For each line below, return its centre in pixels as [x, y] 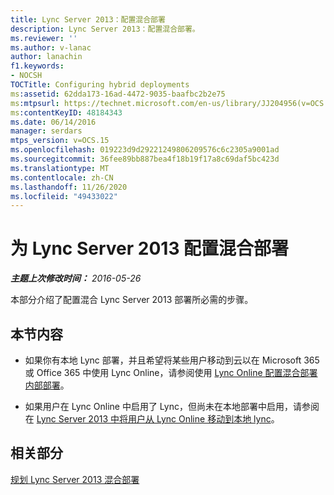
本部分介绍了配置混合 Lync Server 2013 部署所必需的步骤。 [132, 300]
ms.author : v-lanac [51, 47]
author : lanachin [46, 57]
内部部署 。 [47, 385]
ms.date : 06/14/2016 [53, 122]
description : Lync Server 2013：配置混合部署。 [105, 29]
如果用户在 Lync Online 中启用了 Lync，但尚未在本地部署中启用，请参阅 [172, 406]
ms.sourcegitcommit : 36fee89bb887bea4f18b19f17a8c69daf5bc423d [145, 159]
